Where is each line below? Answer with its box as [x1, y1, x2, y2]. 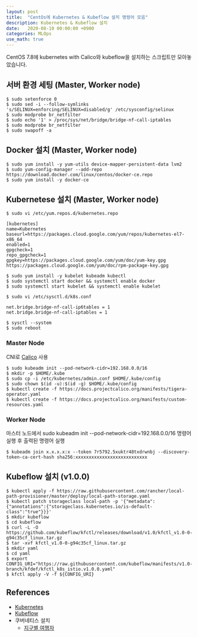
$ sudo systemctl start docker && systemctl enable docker [6, 278, 156, 285]
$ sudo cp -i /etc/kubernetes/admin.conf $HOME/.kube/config [6, 376, 161, 382]
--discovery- [158, 449, 190, 455]
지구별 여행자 [23, 624, 55, 631]
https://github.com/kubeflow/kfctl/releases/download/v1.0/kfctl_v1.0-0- [6, 529, 193, 536]
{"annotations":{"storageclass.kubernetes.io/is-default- [6, 504, 153, 510]
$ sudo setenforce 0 [6, 96, 58, 102]
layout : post [6, 8, 39, 15]
